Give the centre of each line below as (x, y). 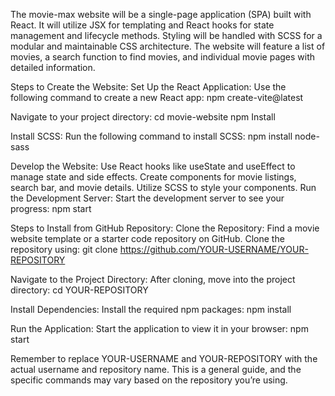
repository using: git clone (64, 249)
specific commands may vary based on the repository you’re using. (149, 380)
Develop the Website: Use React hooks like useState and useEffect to (153, 166)
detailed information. (53, 67)
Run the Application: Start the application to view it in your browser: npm (159, 328)
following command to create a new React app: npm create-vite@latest (157, 97)
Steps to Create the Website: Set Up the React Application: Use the (148, 87)
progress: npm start (51, 208)
